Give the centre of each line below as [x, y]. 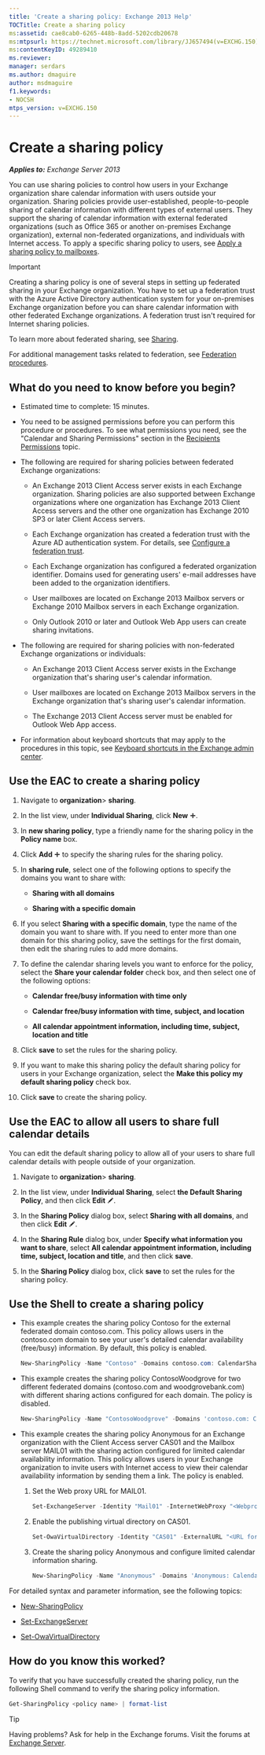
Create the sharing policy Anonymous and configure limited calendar [144, 1552]
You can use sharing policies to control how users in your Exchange [119, 185]
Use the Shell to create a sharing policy [107, 1305]
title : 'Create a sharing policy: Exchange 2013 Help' [101, 17]
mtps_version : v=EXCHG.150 [53, 108]
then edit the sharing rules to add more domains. [99, 949]
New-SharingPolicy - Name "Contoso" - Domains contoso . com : [117, 1364]
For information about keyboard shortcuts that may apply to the [123, 740]
